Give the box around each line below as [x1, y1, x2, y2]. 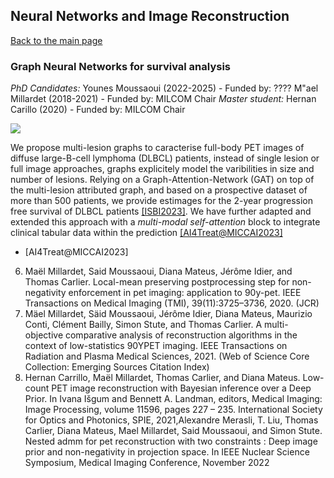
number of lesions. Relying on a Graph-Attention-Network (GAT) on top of [10, 174, 315, 186]
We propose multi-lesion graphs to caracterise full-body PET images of [10, 142, 305, 154]
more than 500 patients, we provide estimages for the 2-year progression [10, 195, 313, 207]
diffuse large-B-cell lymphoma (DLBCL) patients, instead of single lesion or [10, 152, 320, 164]
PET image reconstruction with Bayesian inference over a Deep [51, 382, 312, 394]
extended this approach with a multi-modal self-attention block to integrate [10, 216, 321, 228]
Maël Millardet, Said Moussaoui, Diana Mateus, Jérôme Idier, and [24, 265, 293, 278]
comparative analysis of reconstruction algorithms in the [64, 329, 298, 341]
